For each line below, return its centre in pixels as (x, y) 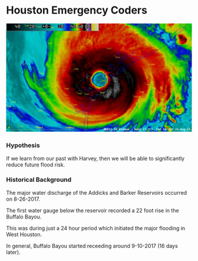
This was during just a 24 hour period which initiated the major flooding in (96, 228)
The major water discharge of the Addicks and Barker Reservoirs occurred (97, 193)
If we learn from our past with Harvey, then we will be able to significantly (95, 158)
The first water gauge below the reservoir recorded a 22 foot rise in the (93, 210)
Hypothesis (23, 145)
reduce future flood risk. (36, 164)
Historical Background (39, 180)
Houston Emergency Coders (77, 10)
